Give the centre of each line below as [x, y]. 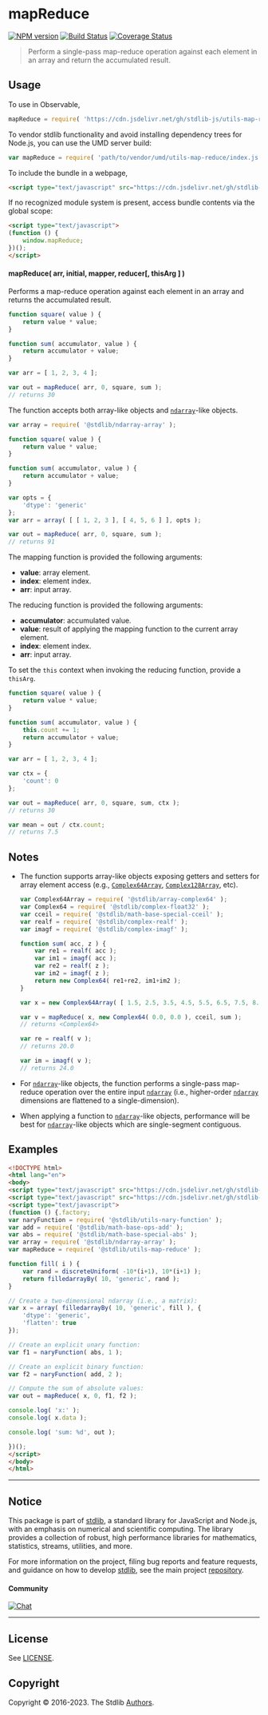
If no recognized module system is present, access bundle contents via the [132, 203]
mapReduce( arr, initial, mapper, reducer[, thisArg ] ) [97, 273]
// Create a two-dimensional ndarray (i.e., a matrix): [103, 1301]
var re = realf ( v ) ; [56, 1039]
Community [28, 1588]
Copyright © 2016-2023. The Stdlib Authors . [81, 1702]
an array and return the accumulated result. [99, 60]
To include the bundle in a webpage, [68, 173]
